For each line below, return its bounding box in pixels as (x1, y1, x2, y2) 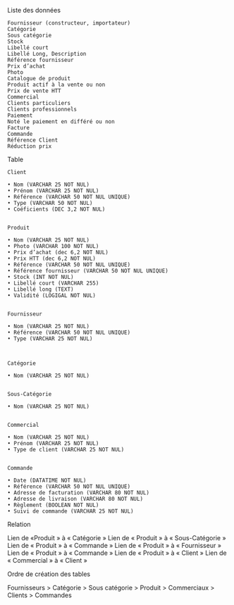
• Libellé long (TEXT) (7, 286, 74, 293)
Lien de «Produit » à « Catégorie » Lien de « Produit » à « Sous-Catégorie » (7, 534, 227, 542)
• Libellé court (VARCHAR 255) (7, 280, 99, 287)
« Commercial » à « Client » (7, 556, 88, 564)
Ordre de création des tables (7, 570, 90, 578)
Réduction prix (7, 143, 52, 150)
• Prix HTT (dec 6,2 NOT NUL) (7, 255, 97, 262)
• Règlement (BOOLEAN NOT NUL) (7, 501, 99, 509)
